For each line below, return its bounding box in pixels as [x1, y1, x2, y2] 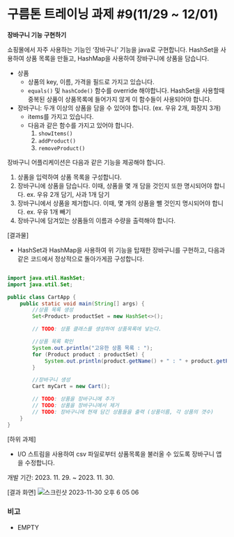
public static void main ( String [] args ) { [19, 300, 145, 307]
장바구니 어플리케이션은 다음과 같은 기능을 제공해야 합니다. [7, 158, 166, 166]
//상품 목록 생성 [32, 307, 74, 314]
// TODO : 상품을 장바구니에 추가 [32, 396, 115, 403]
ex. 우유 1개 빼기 [26, 207, 72, 216]
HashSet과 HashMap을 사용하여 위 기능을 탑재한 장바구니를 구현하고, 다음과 [17, 246, 226, 254]
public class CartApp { [7, 294, 77, 300]
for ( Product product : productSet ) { [32, 351, 145, 358]
